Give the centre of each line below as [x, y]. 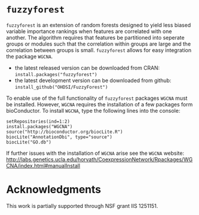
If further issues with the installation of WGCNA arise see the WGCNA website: [95, 153]
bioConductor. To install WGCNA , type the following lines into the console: [93, 110]
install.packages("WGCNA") [39, 126]
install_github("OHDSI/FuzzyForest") [61, 87]
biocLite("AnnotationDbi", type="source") [59, 137]
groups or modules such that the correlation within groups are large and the [99, 44]
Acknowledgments [54, 190]
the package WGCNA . [30, 56]
